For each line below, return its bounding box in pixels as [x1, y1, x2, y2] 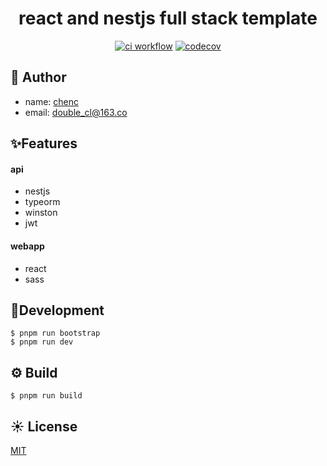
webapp [10, 240, 45, 252]
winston [24, 207, 58, 219]
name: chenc [24, 95, 80, 107]
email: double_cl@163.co [24, 106, 128, 118]
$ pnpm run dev [10, 337, 74, 347]
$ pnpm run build [10, 391, 83, 401]
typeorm [24, 196, 61, 208]
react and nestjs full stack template [18, 7, 318, 30]
